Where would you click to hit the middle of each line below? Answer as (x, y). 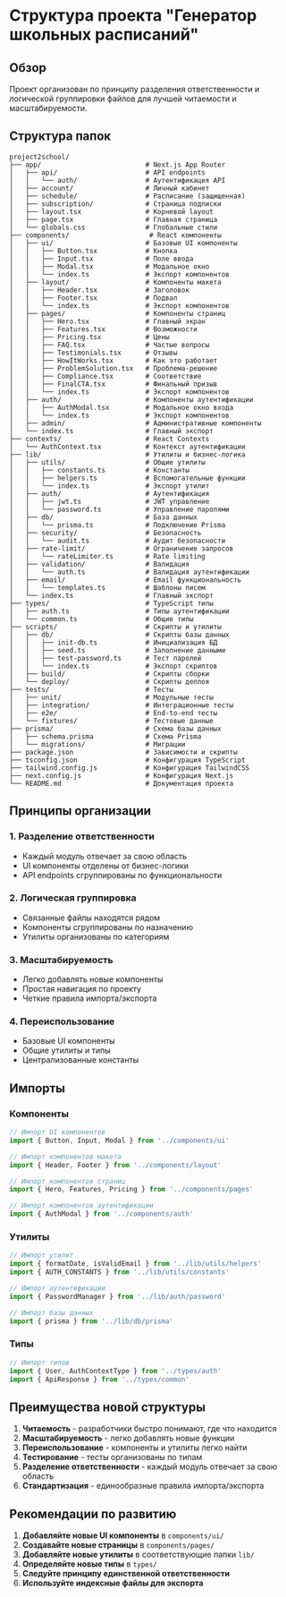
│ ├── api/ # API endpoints (107, 172)
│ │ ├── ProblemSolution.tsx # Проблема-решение (114, 368)
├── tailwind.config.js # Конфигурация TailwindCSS (130, 768)
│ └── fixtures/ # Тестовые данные (112, 721)
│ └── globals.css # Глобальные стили (114, 227)
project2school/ (39, 157)
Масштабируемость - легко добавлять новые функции (128, 1439)
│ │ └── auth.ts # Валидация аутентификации (130, 572)
